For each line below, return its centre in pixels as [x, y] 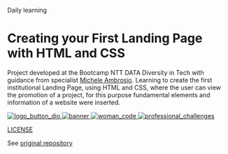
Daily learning [27, 10]
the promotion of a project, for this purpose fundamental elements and [109, 94]
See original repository [40, 143]
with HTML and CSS [66, 54]
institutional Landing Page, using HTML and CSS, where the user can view [114, 87]
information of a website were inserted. [64, 102]
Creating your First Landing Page [105, 38]
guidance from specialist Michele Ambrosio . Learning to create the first [110, 80]
